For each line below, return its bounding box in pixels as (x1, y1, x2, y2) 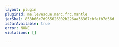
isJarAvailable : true (5, 21, 50, 26)
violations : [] (5, 30, 37, 35)
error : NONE (5, 26, 30, 31)
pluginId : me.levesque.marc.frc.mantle (5, 12, 88, 17)
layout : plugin (5, 7, 37, 12)
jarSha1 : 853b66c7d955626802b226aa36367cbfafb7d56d (5, 16, 114, 21)
